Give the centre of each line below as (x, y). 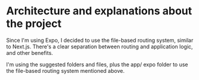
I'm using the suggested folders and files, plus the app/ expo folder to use (97, 64)
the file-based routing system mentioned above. (65, 70)
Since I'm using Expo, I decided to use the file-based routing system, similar (100, 40)
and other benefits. (30, 53)
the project (34, 24)
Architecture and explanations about (99, 11)
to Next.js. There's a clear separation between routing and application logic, (99, 47)
